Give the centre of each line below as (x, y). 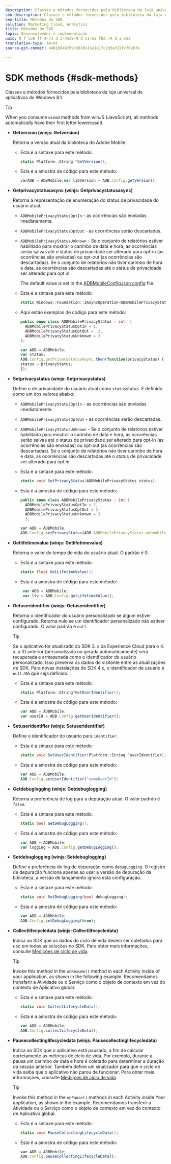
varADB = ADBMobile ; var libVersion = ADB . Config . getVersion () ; (89, 181)
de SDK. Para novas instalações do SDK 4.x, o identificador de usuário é (88, 668)
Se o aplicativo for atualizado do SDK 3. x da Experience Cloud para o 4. (88, 646)
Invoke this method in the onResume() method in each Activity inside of (86, 971)
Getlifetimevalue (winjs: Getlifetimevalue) (58, 542)
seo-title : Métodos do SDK (34, 19)
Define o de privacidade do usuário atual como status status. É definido (88, 388)
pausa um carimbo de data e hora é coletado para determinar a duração (88, 1061)
